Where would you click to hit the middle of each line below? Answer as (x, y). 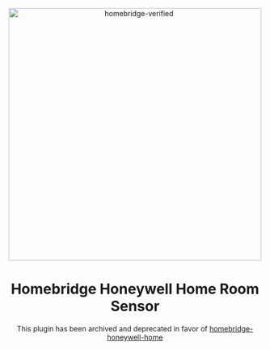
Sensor (135, 306)
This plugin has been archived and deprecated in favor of (112, 328)
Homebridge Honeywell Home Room (135, 289)
